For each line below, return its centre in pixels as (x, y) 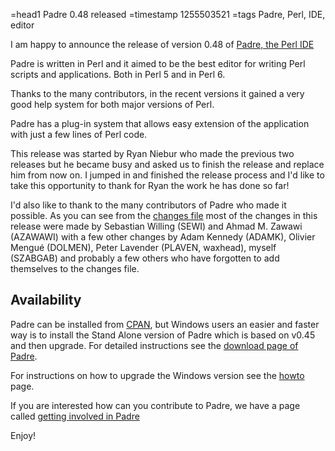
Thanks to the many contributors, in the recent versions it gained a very (157, 93)
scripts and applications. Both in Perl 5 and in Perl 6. (118, 74)
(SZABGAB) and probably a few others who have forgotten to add (145, 258)
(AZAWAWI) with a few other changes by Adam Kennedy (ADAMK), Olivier (163, 237)
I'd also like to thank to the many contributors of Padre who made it (148, 205)
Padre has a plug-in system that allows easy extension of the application (160, 123)
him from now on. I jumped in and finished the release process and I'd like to (167, 175)
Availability (46, 300)
